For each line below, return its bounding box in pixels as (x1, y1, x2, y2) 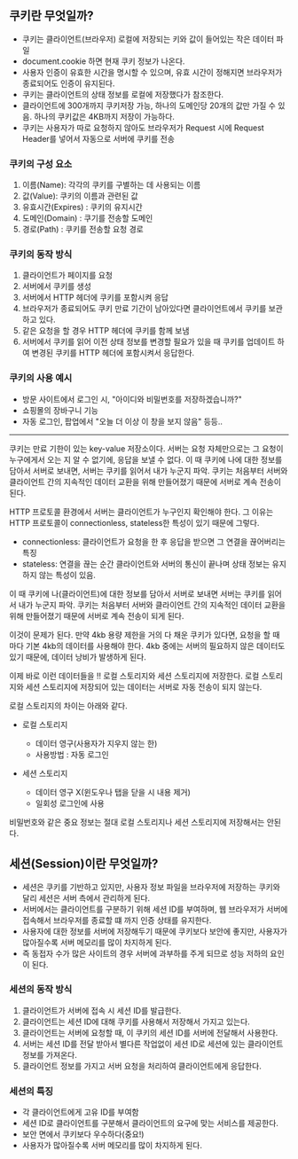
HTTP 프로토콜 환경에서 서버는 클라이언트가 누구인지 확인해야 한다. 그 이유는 (9, 506, 274, 517)
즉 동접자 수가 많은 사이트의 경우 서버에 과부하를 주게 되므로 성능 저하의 (21, 948, 269, 959)
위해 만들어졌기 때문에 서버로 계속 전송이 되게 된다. (9, 610, 184, 621)
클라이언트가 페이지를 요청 (21, 270, 114, 281)
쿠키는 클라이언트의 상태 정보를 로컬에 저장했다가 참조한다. (21, 89, 224, 99)
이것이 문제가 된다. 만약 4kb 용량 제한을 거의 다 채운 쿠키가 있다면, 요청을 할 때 (9, 629, 280, 640)
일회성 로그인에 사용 (35, 797, 105, 809)
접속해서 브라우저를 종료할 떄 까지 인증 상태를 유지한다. (21, 914, 212, 925)
